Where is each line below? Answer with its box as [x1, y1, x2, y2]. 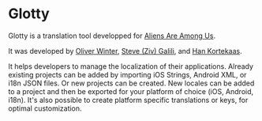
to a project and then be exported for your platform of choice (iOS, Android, [8, 86, 254, 96]
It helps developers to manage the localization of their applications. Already [8, 61, 254, 71]
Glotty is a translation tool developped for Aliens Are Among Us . [8, 31, 215, 40]
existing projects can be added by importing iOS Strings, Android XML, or [8, 70, 247, 79]
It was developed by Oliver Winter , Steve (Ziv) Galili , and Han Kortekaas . [8, 46, 242, 55]
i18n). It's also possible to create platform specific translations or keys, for [8, 95, 249, 104]
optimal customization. [8, 104, 82, 113]
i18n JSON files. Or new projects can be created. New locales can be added [8, 78, 255, 88]
